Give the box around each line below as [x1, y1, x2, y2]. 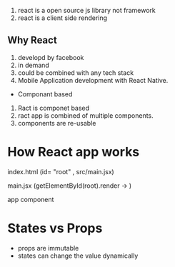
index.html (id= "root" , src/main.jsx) [7, 167, 114, 176]
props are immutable [17, 243, 79, 252]
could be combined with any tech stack [17, 68, 134, 77]
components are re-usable [17, 119, 96, 127]
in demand [17, 61, 50, 69]
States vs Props [7, 220, 103, 236]
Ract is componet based [17, 104, 90, 112]
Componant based [17, 89, 73, 99]
